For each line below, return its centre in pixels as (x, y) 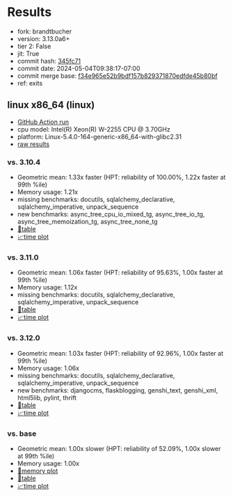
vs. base (22, 434)
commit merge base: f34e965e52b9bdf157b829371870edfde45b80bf (117, 76)
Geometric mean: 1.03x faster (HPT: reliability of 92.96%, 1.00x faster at (120, 353)
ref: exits (30, 83)
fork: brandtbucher (44, 31)
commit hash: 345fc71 (49, 61)
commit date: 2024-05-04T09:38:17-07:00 (79, 68)
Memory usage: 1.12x (47, 287)
